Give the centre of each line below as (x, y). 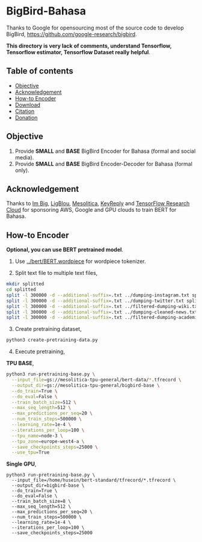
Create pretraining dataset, (48, 329)
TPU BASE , (20, 363)
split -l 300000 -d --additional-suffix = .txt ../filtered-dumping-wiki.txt (103, 306)
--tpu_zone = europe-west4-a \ (48, 441)
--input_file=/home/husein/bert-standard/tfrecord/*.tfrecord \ (94, 480)
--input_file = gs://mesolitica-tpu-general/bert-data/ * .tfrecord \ (96, 380)
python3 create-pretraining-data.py (52, 340)
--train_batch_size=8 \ (41, 501)
